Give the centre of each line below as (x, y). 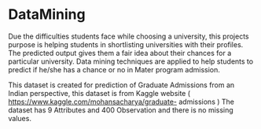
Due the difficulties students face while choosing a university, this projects (129, 36)
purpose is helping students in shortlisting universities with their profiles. (126, 44)
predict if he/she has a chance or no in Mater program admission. (114, 69)
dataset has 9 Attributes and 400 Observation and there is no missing (121, 110)
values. (20, 118)
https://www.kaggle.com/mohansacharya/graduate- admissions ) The (121, 101)
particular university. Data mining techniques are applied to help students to (131, 61)
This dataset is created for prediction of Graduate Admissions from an (121, 85)
